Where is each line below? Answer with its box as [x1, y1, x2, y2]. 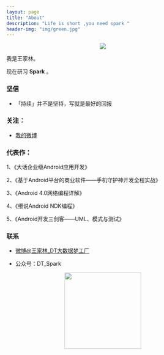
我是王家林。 [6, 55, 39, 62]
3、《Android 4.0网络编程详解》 [6, 189, 85, 197]
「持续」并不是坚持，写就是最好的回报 [15, 100, 112, 107]
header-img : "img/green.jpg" [6, 26, 81, 32]
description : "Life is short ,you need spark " [6, 20, 130, 26]
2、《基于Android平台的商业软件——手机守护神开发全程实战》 [6, 177, 161, 184]
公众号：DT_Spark [15, 260, 61, 268]
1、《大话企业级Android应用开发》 [6, 163, 91, 171]
